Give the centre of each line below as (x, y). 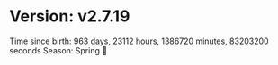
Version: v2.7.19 (70, 16)
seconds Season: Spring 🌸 (58, 50)
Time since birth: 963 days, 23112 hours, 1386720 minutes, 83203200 (139, 41)
